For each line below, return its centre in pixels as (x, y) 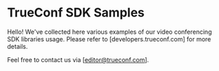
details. (18, 46)
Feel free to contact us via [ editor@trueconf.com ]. (78, 59)
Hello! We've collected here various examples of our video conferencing (109, 32)
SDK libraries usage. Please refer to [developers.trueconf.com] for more (109, 39)
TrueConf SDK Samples (76, 13)
